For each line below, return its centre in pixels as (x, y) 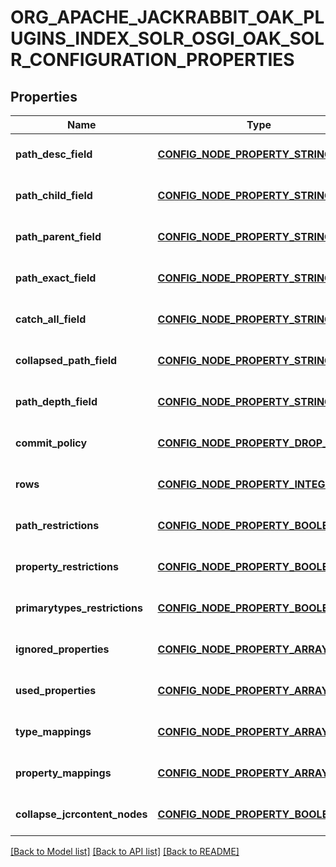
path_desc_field (54, 154)
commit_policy (51, 443)
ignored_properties (62, 649)
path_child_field (54, 195)
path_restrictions (57, 525)
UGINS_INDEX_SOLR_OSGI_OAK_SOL (167, 38)
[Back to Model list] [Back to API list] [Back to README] (125, 851)
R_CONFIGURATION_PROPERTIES (152, 60)
